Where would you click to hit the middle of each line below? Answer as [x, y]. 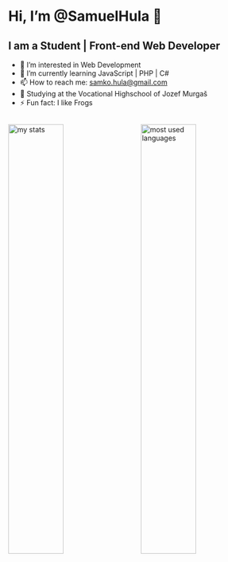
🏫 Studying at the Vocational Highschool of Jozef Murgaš [114, 94]
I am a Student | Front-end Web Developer [114, 46]
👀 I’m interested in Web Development [80, 65]
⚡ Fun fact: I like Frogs [56, 102]
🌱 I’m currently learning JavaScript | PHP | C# [94, 73]
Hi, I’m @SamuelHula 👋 [85, 16]
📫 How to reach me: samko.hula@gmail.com [94, 82]
